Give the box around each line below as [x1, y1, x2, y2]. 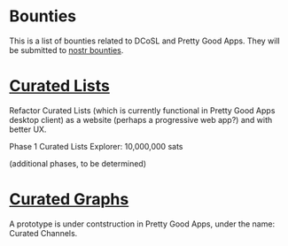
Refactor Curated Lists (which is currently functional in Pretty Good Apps [9, 104, 276, 116]
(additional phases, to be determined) [9, 158, 146, 169]
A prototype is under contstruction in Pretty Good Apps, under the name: [9, 219, 276, 229]
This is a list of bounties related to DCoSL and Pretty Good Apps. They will [9, 35, 281, 46]
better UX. [9, 124, 47, 135]
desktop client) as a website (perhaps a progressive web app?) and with [9, 114, 273, 125]
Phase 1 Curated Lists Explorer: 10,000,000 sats [9, 141, 183, 151]
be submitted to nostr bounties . [9, 44, 124, 55]
